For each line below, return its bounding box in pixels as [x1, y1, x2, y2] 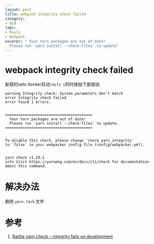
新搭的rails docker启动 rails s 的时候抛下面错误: [5, 81, 101, 87]
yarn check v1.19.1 [5, 155, 45, 160]
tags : [5, 25, 16, 30]
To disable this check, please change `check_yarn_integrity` [5, 138, 134, 143]
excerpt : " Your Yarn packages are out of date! [5, 39, 106, 44]
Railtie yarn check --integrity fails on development [12, 234, 113, 240]
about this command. [5, 163, 47, 168]
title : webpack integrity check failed [5, 12, 86, 17]
